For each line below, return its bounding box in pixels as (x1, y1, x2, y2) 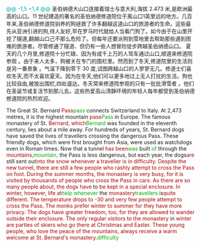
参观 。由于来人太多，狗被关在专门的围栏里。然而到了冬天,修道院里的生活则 (6, 57, 193, 65)
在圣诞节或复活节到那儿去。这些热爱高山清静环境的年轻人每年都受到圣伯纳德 (6, 87, 195, 94)
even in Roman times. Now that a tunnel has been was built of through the (6, 145, 187, 152)
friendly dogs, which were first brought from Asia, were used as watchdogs (6, 139, 193, 145)
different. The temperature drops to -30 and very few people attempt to (6, 196, 182, 203)
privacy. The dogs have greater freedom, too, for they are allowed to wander (6, 209, 195, 215)
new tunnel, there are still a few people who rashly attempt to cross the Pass (6, 164, 194, 171)
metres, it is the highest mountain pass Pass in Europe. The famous (6, 113, 170, 120)
